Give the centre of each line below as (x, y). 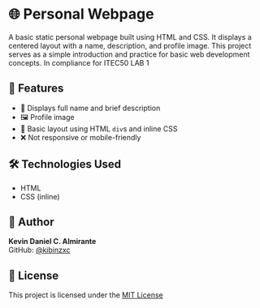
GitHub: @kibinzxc (39, 250)
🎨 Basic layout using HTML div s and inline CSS (99, 128)
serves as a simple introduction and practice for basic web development (129, 54)
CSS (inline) (40, 196)
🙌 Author (31, 222)
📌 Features (36, 89)
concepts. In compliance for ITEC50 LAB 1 (79, 62)
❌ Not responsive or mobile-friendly (80, 137)
